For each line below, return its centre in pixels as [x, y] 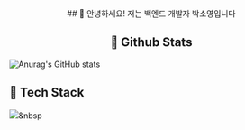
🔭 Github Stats [151, 42]
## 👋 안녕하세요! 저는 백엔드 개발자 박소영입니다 [151, 14]
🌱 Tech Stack [47, 93]
